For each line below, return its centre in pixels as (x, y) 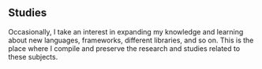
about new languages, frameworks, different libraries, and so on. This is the (131, 40)
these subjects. (33, 56)
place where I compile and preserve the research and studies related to (124, 48)
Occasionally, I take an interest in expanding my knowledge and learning (126, 31)
